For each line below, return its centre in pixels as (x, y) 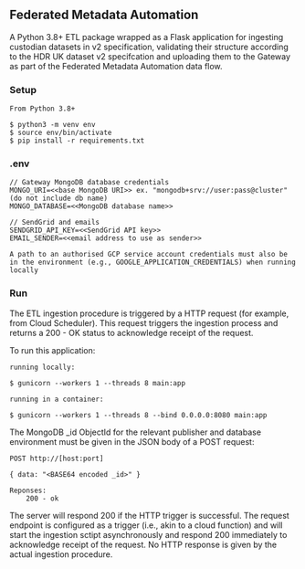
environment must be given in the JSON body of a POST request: (132, 441)
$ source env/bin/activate (61, 133)
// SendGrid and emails (55, 223)
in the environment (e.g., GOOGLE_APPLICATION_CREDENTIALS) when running (153, 263)
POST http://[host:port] (57, 458)
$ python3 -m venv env (53, 125)
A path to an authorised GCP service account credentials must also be (148, 255)
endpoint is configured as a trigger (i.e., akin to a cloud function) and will (146, 525)
